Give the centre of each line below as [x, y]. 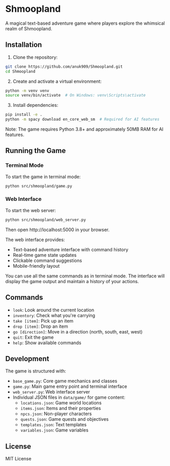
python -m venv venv [27, 90]
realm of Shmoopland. [29, 28]
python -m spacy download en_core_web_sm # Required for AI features [82, 119]
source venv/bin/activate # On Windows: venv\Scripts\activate [75, 96]
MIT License [18, 459]
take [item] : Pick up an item [43, 321]
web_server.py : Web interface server [51, 392]
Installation [24, 45]
